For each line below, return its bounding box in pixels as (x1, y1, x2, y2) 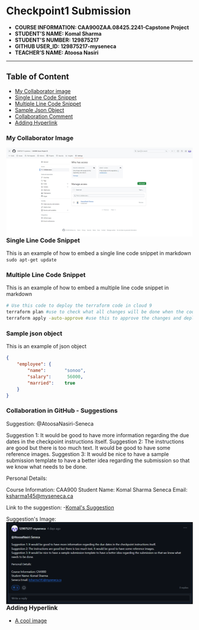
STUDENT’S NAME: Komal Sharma (14, 30, 102, 37)
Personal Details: (6, 475, 47, 482)
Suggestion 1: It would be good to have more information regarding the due (6, 431, 190, 438)
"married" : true (27, 380, 76, 386)
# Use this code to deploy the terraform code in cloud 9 (6, 303, 152, 309)
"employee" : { (17, 361, 52, 367)
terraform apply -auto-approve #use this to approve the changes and (6, 316, 182, 322)
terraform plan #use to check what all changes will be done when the (6, 309, 184, 315)
